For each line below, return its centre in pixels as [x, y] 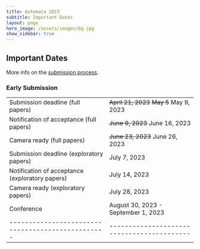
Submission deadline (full [45, 102]
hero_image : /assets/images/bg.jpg [50, 28]
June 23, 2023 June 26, [143, 136]
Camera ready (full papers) [47, 141]
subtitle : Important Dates [40, 17]
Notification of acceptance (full [53, 120]
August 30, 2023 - [136, 205]
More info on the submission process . [53, 72]
